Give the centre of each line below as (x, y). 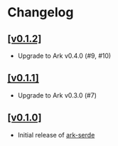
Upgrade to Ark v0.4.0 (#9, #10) (64, 56)
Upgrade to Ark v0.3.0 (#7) (57, 95)
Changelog (41, 12)
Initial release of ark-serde (56, 135)
